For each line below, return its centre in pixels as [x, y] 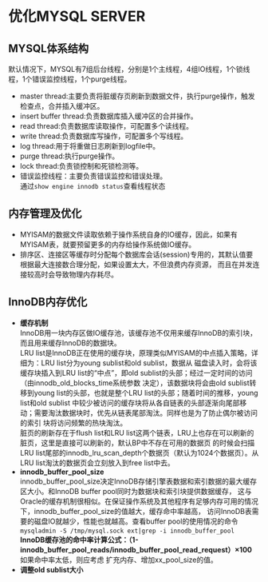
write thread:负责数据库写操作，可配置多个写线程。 [104, 136]
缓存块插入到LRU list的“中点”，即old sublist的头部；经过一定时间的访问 [136, 373]
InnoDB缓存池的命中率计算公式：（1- [79, 540]
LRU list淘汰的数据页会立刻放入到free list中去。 [97, 462]
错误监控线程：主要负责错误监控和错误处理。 [93, 176]
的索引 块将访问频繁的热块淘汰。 [73, 423]
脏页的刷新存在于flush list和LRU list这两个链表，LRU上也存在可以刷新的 [137, 433]
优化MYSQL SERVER [77, 16]
